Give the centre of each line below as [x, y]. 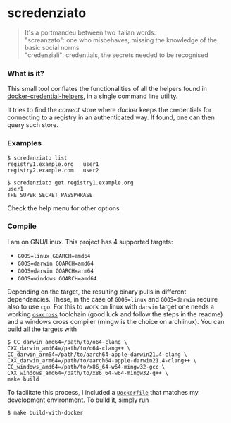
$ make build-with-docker [45, 412]
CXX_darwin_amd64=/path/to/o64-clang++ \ [69, 348]
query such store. [33, 125]
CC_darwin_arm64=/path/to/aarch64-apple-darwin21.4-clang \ [98, 355]
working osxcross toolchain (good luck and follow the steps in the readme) [115, 314]
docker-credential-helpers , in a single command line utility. [93, 96]
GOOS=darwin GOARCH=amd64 [55, 263]
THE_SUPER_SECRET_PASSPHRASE [50, 195]
